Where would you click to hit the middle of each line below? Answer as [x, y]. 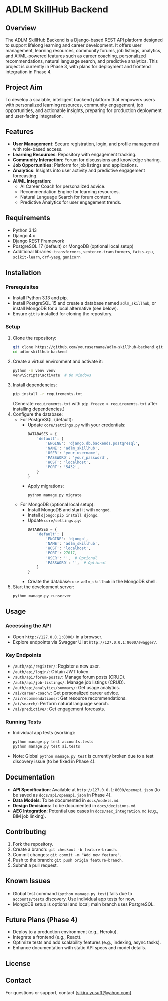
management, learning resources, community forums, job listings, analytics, [83, 50]
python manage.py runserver [42, 596]
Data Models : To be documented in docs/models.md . [66, 800]
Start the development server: [43, 587]
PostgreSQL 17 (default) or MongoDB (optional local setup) [73, 246]
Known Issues [28, 881]
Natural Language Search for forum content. [66, 197]
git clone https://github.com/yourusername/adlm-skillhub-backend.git [88, 347]
